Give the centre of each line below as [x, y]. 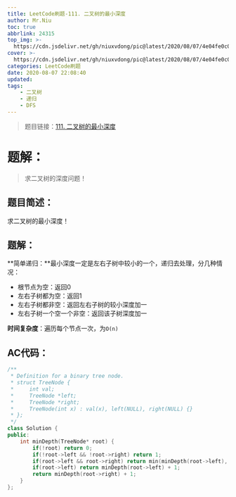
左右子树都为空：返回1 [50, 296]
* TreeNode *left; [44, 396]
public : [19, 435]
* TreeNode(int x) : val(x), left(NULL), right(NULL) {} [101, 409]
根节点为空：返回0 [44, 287]
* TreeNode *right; [45, 402]
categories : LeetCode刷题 [44, 66]
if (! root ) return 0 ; [63, 448]
